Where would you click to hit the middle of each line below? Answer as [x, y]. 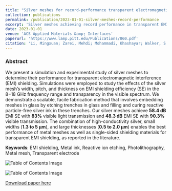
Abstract [17, 61]
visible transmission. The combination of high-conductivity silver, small [80, 121]
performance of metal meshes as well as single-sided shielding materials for [86, 132]
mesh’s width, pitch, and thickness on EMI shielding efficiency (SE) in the [82, 89]
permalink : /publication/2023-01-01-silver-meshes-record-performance [82, 19]
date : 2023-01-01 [24, 29]
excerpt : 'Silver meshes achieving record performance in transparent [82, 24]
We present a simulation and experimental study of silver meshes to [77, 73]
